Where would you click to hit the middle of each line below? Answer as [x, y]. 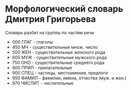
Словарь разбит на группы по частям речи [50, 32]
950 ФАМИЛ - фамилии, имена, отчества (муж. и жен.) [69, 78]
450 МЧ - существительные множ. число [55, 47]
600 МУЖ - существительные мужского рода [59, 57]
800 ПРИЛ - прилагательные [42, 67]
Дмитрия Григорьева [50, 19]
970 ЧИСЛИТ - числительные [43, 83]
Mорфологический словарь [64, 9]
